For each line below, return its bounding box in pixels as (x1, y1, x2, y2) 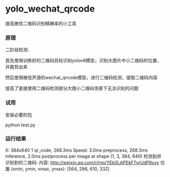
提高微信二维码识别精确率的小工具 (5, 20, 77, 26)
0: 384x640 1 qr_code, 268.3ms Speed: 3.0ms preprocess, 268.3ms (5, 147, 148, 153)
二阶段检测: (5, 47, 29, 53)
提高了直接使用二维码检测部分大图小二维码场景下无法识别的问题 (5, 85, 139, 92)
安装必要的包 (5, 112, 32, 118)
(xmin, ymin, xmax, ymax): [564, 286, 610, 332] (11, 165, 110, 172)
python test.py (5, 122, 36, 128)
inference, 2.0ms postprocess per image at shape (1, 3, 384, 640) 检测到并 (5, 153, 161, 159)
